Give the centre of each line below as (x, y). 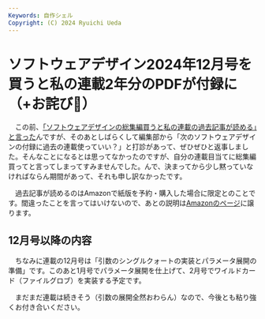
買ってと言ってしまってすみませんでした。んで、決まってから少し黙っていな (131, 167)
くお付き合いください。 (46, 307)
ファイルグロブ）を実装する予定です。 (84, 280)
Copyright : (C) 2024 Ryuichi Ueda (65, 23)
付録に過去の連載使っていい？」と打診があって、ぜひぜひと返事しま (132, 147)
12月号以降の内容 (50, 240)
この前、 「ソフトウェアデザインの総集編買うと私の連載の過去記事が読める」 (136, 127)
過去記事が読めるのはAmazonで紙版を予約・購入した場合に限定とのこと (132, 193)
